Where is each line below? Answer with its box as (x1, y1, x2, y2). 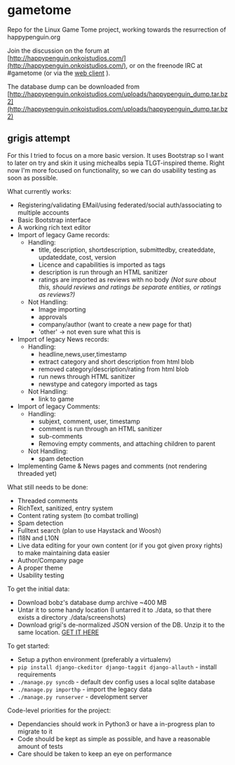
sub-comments (38, 432, 83, 440)
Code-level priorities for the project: (7, 706, 111, 714)
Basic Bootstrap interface (17, 215, 91, 224)
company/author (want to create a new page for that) (38, 320, 192, 328)
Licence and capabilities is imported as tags (38, 260, 166, 269)
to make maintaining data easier (17, 548, 110, 557)
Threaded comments (17, 496, 79, 505)
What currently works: (7, 187, 72, 195)
